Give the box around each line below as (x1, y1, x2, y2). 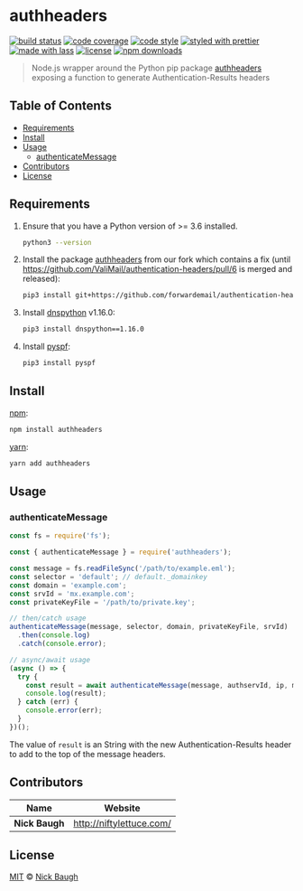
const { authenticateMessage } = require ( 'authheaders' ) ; (9, 548, 232, 557)
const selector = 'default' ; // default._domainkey (9, 572, 207, 581)
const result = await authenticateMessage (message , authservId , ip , (25, 680, 289, 689)
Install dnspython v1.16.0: (22, 307, 115, 318)
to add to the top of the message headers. (9, 748, 166, 759)
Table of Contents (9, 98, 113, 114)
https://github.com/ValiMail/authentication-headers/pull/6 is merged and (22, 264, 293, 275)
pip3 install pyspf (22, 359, 96, 368)
